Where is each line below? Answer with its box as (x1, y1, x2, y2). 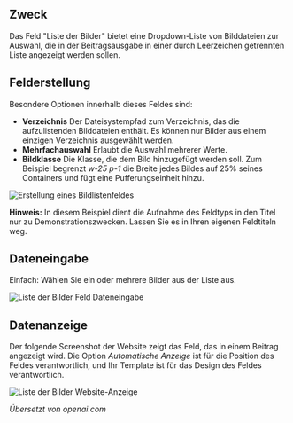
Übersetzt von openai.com (9, 403, 106, 415)
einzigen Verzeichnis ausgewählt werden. (21, 135, 174, 145)
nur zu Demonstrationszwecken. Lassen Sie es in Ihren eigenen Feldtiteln (9, 216, 277, 227)
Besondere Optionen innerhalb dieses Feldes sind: (9, 98, 193, 109)
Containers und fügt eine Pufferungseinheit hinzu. (21, 172, 204, 183)
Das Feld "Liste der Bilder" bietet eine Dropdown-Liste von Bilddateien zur (9, 30, 280, 41)
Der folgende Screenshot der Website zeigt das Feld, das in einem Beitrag (9, 341, 279, 352)
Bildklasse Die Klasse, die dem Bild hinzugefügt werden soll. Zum (21, 153, 263, 164)
